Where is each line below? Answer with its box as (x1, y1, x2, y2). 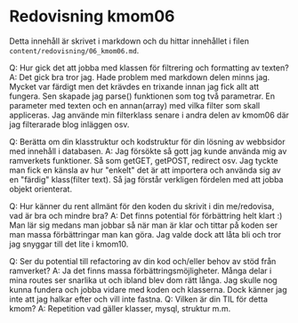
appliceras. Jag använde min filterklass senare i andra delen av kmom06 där (9, 109, 289, 120)
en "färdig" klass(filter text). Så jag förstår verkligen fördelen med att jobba (9, 174, 284, 184)
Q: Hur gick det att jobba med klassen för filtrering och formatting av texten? (9, 62, 289, 73)
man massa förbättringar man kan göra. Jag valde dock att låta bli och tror (9, 229, 282, 239)
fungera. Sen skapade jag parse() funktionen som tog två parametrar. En (9, 91, 276, 101)
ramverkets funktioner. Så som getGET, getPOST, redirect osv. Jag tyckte (9, 155, 278, 166)
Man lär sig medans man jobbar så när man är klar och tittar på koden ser (9, 220, 278, 230)
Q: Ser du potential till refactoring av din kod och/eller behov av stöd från (9, 255, 277, 266)
